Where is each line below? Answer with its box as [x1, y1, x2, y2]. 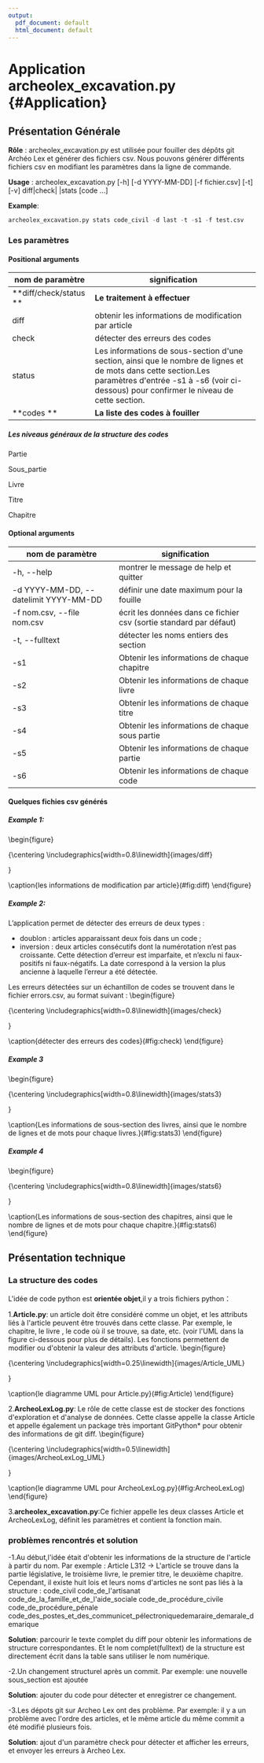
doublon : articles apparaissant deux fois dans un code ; [19, 934, 202, 943]
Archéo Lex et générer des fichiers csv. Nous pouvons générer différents [8, 154, 245, 164]
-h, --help [12, 566, 53, 577]
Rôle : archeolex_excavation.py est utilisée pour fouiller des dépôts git [8, 146, 235, 155]
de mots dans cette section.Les [94, 365, 211, 376]
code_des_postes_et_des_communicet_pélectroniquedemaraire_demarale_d [8, 1611, 254, 1621]
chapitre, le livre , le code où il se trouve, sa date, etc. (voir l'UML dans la [8, 1326, 244, 1336]
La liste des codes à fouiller [94, 408, 200, 419]
